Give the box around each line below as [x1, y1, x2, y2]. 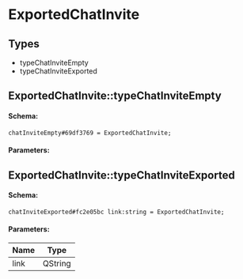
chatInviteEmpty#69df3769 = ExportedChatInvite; [8, 129, 172, 137]
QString [42, 258, 71, 269]
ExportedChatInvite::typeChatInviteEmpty [8, 89, 222, 103]
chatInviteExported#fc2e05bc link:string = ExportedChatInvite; [8, 208, 225, 216]
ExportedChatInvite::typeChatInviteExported [8, 168, 235, 182]
